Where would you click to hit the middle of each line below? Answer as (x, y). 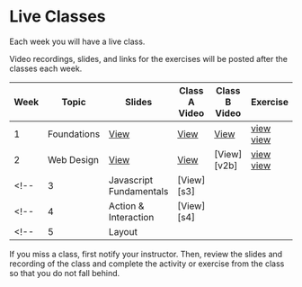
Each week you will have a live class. (77, 41)
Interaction (131, 217)
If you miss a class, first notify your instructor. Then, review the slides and (146, 254)
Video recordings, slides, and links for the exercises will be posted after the (148, 58)
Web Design (73, 159)
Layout (123, 231)
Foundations (74, 134)
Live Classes (58, 17)
